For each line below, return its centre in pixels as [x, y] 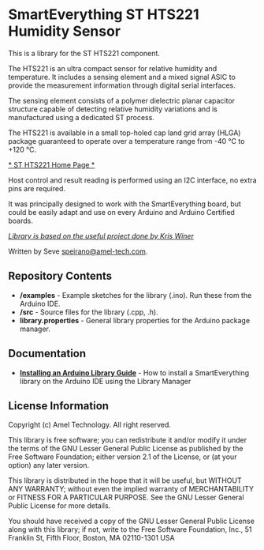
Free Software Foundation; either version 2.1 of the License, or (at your [123, 457]
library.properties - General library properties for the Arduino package [135, 320]
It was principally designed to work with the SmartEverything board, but [125, 204]
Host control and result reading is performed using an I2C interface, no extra [132, 180]
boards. [20, 220]
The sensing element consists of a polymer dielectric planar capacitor [121, 100]
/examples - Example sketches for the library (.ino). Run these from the [136, 295]
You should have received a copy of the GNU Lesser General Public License [131, 521]
